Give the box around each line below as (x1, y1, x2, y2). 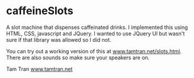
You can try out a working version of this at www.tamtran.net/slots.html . (6, 47, 182, 54)
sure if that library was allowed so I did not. (6, 36, 112, 43)
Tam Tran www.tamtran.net (6, 65, 73, 72)
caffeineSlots (6, 4, 74, 18)
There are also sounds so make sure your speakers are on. (6, 54, 150, 61)
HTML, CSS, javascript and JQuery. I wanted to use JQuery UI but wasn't (6, 30, 185, 37)
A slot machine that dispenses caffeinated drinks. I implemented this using (6, 24, 188, 31)
